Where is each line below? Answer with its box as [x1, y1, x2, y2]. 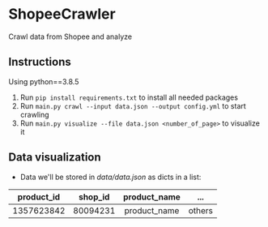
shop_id [78, 191, 110, 203]
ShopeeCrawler [8, 5, 116, 24]
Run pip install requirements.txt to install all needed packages [19, 92, 239, 102]
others [188, 204, 213, 216]
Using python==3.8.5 [8, 76, 79, 86]
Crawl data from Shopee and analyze [8, 32, 132, 41]
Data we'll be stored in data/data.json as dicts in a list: [19, 172, 202, 182]
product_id [17, 191, 61, 203]
